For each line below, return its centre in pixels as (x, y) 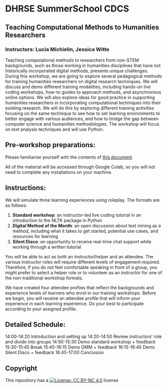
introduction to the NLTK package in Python (57, 220)
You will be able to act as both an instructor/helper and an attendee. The (79, 256)
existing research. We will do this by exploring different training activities (80, 108)
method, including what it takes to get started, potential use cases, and (85, 231)
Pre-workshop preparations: (50, 145)
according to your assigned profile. (41, 309)
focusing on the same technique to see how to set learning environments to (83, 113)
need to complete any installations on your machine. (59, 172)
